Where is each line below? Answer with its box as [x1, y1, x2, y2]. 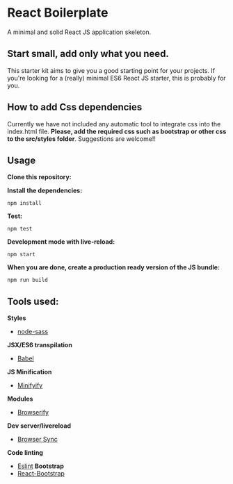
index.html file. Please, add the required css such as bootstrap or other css [7, 127, 227, 135]
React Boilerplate [7, 5, 109, 21]
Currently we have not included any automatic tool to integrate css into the [7, 119, 221, 128]
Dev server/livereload [7, 422, 72, 430]
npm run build [7, 276, 49, 284]
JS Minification [7, 368, 52, 376]
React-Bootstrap [17, 469, 65, 478]
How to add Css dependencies [7, 101, 143, 113]
